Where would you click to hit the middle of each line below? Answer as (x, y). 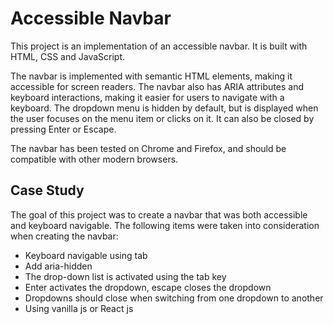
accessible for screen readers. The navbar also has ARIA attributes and (157, 86)
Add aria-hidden (58, 266)
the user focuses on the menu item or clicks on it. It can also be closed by (162, 118)
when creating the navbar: (64, 236)
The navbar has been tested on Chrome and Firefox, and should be (148, 148)
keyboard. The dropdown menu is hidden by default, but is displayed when (164, 108)
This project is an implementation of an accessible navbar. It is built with (159, 46)
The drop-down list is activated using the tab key (125, 276)
